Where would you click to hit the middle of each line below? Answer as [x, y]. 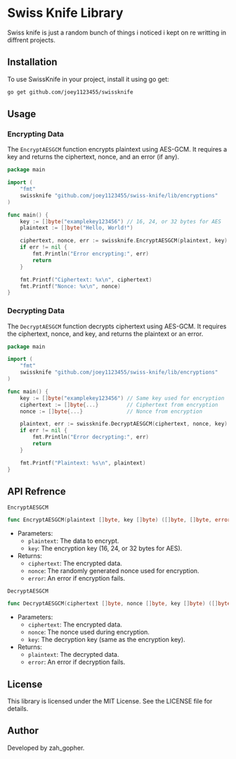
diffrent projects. [32, 39]
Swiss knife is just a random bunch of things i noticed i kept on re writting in [117, 32]
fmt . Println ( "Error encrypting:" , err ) [91, 254]
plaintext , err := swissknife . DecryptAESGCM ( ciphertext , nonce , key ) [124, 424]
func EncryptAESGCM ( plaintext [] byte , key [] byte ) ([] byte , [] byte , [110, 520]
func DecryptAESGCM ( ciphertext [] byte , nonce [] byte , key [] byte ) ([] [113, 604]
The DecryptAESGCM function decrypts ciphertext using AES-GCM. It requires [117, 326]
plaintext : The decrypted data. [73, 655]
